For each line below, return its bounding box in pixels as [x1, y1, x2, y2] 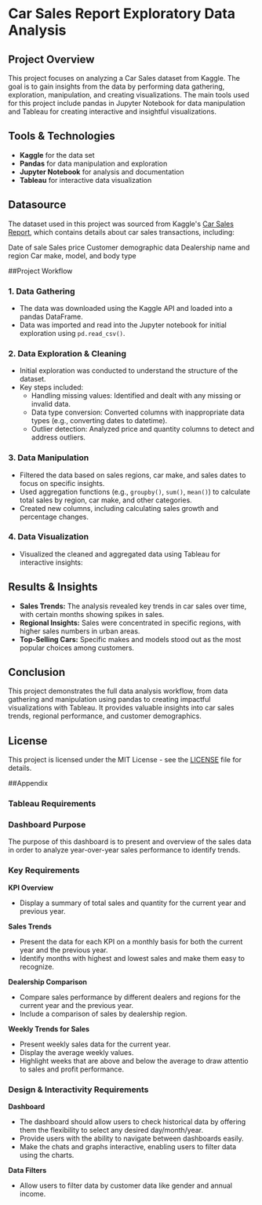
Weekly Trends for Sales [8, 1024, 90, 1033]
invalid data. [31, 400, 71, 409]
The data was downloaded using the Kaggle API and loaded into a [19, 303, 233, 312]
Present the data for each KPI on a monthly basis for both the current [19, 937, 243, 946]
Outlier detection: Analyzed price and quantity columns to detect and [31, 425, 255, 434]
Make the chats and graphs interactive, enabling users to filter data [19, 1142, 237, 1152]
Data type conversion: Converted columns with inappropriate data [31, 407, 245, 417]
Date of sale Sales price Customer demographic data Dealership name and [8, 243, 250, 252]
